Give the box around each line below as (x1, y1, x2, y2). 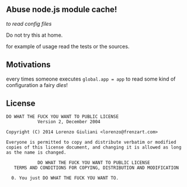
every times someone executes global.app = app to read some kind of (6, 75, 176, 82)
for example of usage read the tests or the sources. (6, 43, 130, 50)
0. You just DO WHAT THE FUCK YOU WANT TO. (11, 175, 119, 181)
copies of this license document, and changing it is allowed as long (6, 144, 182, 151)
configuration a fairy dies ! (6, 81, 68, 88)
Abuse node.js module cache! (6, 5, 117, 15)
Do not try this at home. (6, 32, 63, 39)
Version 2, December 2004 (37, 119, 101, 125)
